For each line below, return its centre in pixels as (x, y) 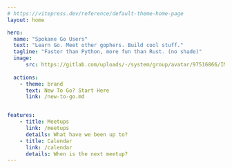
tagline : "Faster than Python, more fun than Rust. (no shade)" (108, 52)
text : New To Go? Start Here (67, 91)
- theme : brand (41, 84)
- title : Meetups (45, 122)
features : (21, 115)
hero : (15, 32)
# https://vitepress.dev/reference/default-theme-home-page (96, 13)
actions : (26, 77)
